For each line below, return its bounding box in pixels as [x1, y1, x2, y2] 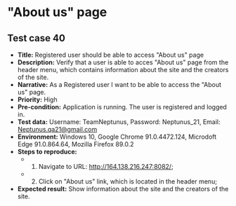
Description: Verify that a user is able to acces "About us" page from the [17, 58, 229, 67]
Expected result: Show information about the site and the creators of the [17, 185, 229, 193]
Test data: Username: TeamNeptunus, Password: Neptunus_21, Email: [17, 118, 221, 126]
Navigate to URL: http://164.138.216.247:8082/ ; [38, 163, 173, 170]
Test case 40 [7, 32, 65, 44]
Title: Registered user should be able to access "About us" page [17, 50, 204, 59]
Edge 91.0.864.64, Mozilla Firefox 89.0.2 [17, 140, 135, 148]
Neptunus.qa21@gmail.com [17, 125, 98, 133]
